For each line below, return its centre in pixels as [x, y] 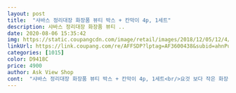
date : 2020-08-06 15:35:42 [47, 33]
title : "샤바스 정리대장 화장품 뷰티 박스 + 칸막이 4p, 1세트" [89, 20]
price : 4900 [25, 66]
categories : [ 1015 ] [36, 53]
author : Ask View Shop [40, 72]
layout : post [26, 14]
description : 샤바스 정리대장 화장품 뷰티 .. [66, 27]
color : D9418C [28, 59]
